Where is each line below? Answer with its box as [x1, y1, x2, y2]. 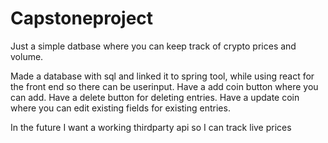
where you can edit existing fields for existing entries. [10, 102, 231, 114]
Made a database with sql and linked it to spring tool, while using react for [10, 70, 315, 82]
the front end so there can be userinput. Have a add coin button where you [10, 80, 319, 92]
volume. [10, 50, 44, 62]
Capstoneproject [10, 7, 154, 30]
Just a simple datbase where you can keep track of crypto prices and [10, 40, 297, 52]
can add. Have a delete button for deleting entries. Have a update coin [10, 91, 300, 103]
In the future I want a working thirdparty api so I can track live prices [10, 121, 292, 133]
